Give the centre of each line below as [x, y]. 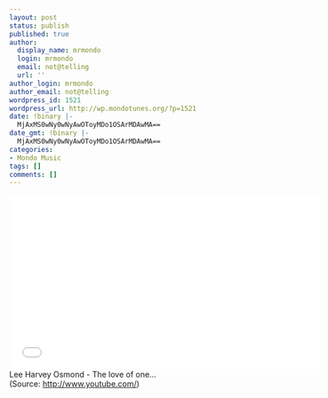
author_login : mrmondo [51, 84]
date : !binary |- [41, 116]
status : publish [39, 26]
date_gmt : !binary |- [49, 133]
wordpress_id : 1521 [45, 100]
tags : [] [25, 166]
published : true [39, 34]
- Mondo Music [36, 158]
